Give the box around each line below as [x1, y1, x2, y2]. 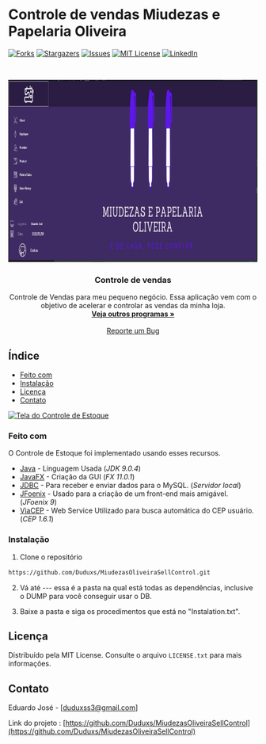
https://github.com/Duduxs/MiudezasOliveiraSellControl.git [8, 568, 211, 576]
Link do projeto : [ [8, 719, 66, 728]
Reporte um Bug [106, 326, 160, 336]
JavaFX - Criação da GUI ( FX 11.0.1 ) [19, 472, 135, 482]
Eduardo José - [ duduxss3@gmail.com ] [8, 703, 139, 712]
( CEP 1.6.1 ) [19, 514, 54, 524]
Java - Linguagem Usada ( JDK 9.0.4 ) [19, 464, 141, 473]
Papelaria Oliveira [8, 22, 127, 40]
